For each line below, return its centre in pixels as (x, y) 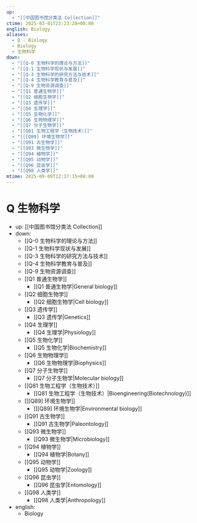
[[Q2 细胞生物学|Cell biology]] (71, 301)
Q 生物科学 (33, 209)
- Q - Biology (30, 40)
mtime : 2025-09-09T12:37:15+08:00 (50, 177)
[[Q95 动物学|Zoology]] (63, 469)
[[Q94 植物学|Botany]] (61, 454)
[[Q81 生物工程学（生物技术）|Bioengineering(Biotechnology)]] (112, 393)
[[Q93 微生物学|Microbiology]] (71, 439)
